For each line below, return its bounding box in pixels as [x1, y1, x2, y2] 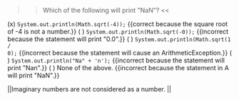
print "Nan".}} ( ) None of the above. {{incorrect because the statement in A [7, 64, 230, 72]
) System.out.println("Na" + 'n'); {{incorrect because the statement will [7, 56, 225, 65]
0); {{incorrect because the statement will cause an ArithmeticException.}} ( [7, 49, 233, 57]
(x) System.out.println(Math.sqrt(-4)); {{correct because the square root [7, 20, 228, 28]
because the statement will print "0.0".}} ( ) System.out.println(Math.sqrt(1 [7, 35, 231, 43]
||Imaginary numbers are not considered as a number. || [7, 85, 172, 93]
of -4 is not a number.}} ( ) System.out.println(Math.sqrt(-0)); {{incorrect [7, 28, 229, 35]
